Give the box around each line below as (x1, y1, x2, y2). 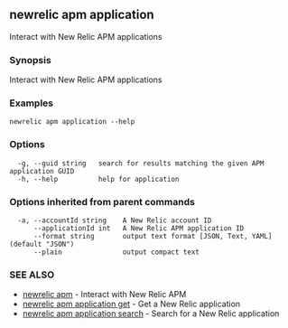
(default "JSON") (9, 239, 75, 248)
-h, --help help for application (17, 174, 180, 183)
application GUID (9, 166, 75, 175)
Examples (9, 97, 54, 109)
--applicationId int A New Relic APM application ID (33, 224, 245, 233)
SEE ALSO (9, 268, 55, 281)
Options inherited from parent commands (9, 195, 196, 208)
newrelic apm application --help (9, 117, 135, 127)
